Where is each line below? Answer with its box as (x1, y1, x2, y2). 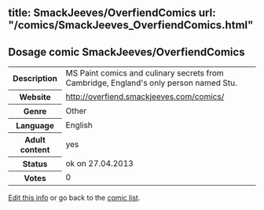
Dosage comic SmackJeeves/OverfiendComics (8, 45, 245, 58)
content (20, 144, 50, 155)
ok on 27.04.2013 (65, 157, 134, 168)
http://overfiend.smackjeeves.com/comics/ (65, 90, 225, 101)
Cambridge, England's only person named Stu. (65, 78, 237, 89)
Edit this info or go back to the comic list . (8, 193, 141, 202)
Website (19, 91, 51, 102)
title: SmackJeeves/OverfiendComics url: (8, 6, 216, 20)
